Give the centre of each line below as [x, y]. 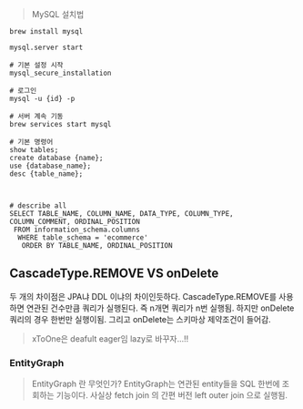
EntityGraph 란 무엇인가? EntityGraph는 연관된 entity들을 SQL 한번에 [156, 384]
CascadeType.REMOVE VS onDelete [114, 274]
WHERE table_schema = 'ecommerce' [83, 238]
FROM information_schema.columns [77, 230]
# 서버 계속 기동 [36, 117]
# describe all [38, 206]
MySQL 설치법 [58, 14]
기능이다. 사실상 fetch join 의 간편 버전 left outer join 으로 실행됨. [172, 395]
